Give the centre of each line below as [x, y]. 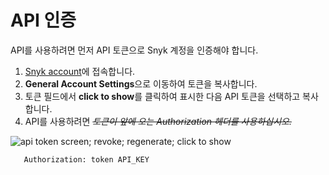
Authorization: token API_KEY [86, 159]
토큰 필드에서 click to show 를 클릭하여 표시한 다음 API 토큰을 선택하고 [162, 96]
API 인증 [43, 20]
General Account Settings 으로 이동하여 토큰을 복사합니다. [141, 83]
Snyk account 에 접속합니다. [80, 71]
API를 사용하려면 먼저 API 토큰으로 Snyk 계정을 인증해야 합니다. [134, 50]
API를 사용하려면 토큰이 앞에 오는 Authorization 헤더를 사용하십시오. [158, 121]
